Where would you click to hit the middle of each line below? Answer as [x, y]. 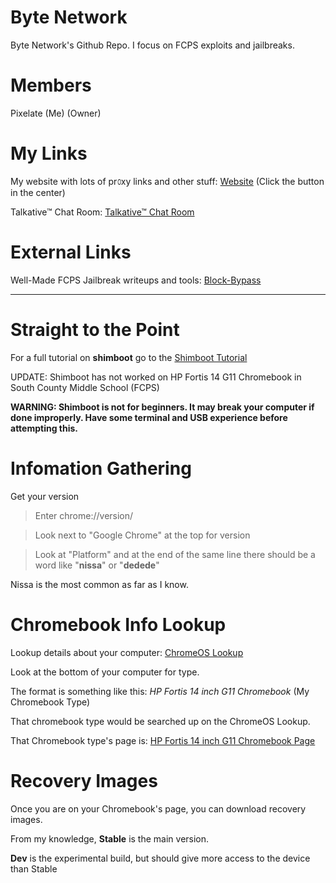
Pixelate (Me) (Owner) [56, 113]
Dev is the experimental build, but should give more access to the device [160, 858]
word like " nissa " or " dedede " [97, 565]
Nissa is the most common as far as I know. [99, 584]
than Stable [34, 868]
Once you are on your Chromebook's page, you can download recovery [158, 808]
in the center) [38, 192]
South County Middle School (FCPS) [85, 387]
